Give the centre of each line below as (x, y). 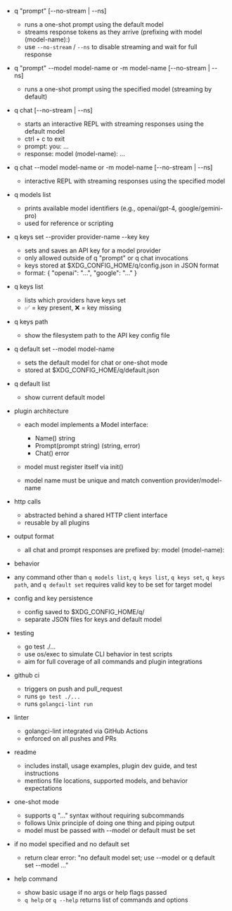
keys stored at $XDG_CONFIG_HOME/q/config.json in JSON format (122, 265)
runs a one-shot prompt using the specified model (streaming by (118, 89)
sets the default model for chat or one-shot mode (96, 363)
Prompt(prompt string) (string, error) (88, 446)
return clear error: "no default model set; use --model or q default (120, 858)
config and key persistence (53, 598)
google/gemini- (201, 208)
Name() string (55, 438)
